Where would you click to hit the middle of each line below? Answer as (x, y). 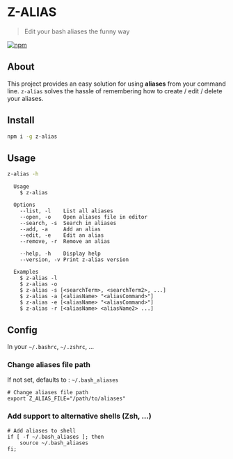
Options (25, 205)
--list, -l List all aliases (66, 211)
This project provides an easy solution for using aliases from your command (116, 84)
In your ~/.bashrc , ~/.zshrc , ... (51, 346)
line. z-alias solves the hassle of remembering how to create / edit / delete (115, 91)
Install (21, 120)
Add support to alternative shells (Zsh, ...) (79, 417)
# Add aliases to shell (42, 430)
